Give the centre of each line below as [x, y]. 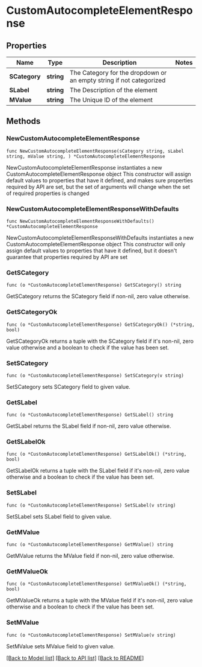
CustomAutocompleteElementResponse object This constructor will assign [99, 174]
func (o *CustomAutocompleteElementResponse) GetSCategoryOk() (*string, [101, 324]
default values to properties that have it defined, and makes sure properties [100, 180]
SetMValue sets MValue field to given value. [61, 646]
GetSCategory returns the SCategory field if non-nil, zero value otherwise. [98, 296]
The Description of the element [113, 90]
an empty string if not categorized [118, 80]
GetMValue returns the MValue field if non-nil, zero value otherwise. [90, 556]
